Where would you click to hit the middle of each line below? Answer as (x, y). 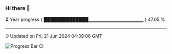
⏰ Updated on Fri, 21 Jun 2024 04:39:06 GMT (54, 36)
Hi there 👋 (18, 8)
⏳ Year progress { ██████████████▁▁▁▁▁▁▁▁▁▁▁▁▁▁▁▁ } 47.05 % (85, 19)
